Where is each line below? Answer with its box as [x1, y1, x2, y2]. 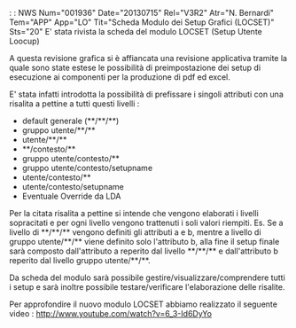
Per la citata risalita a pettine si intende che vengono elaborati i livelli [9, 208, 259, 218]
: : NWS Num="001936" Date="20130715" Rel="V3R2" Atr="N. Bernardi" [9, 8, 275, 18]
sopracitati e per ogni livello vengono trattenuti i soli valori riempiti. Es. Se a [9, 217, 284, 228]
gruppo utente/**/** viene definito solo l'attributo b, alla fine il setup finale [9, 237, 280, 246]
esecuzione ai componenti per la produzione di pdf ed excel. [9, 72, 230, 82]
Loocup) [9, 35, 40, 46]
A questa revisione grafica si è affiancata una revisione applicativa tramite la [9, 53, 288, 63]
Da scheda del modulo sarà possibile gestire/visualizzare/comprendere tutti [9, 272, 285, 283]
